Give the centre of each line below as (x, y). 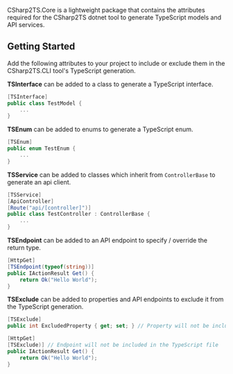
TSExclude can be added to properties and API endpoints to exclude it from (115, 299)
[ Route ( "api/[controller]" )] (49, 207)
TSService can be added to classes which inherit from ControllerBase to (112, 175)
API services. (26, 25)
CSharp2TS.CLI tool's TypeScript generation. (71, 70)
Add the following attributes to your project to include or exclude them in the (116, 63)
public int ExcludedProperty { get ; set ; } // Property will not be (108, 326)
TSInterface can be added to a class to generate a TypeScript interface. (110, 84)
